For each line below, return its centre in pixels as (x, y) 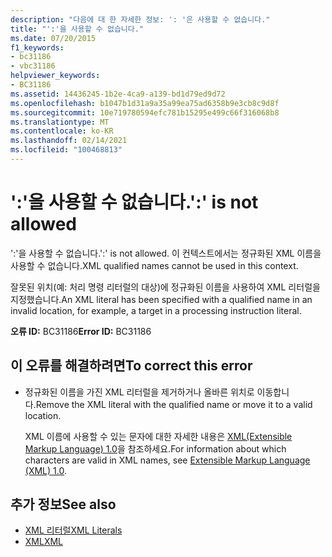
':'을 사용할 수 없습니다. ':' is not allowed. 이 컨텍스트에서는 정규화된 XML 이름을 (166, 253)
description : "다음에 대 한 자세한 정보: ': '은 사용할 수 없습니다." (140, 19)
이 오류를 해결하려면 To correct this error (131, 366)
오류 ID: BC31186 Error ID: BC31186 (81, 331)
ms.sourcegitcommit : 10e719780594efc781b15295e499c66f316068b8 (145, 112)
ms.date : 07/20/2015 (53, 38)
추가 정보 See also (63, 504)
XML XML (44, 542)
